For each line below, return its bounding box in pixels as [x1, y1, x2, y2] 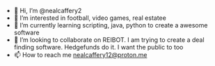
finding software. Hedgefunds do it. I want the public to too [13, 43, 184, 51]
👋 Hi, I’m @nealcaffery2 [13, 7, 82, 14]
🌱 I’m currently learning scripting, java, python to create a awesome [13, 21, 208, 29]
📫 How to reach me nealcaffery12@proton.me [13, 51, 148, 58]
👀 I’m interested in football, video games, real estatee [13, 14, 167, 22]
